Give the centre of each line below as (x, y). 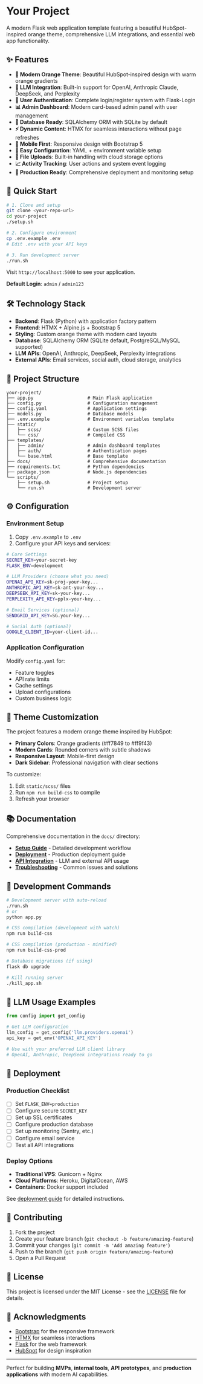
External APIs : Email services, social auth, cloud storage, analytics (98, 360)
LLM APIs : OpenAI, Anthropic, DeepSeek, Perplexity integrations (95, 353)
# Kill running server (35, 978)
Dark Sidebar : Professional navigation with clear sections (86, 762)
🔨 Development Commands (59, 886)
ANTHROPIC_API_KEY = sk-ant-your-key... (55, 588)
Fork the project (35, 1232)
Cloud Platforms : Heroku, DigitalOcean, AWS (71, 1180)
